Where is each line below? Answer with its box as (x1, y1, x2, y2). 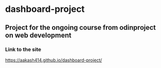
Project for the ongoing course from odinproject (5, 23, 156, 32)
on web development (5, 31, 72, 39)
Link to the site (5, 46, 41, 53)
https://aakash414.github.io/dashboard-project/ (5, 57, 103, 63)
